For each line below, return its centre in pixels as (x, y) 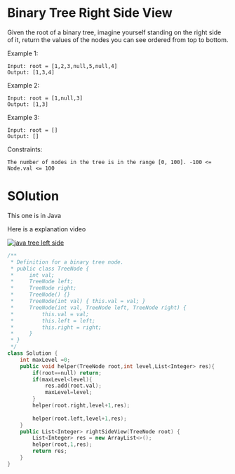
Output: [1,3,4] (31, 72)
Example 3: (23, 117)
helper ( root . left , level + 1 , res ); (80, 419)
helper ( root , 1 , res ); (62, 445)
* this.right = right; (56, 327)
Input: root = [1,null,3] (45, 98)
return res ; (50, 451)
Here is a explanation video (47, 229)
